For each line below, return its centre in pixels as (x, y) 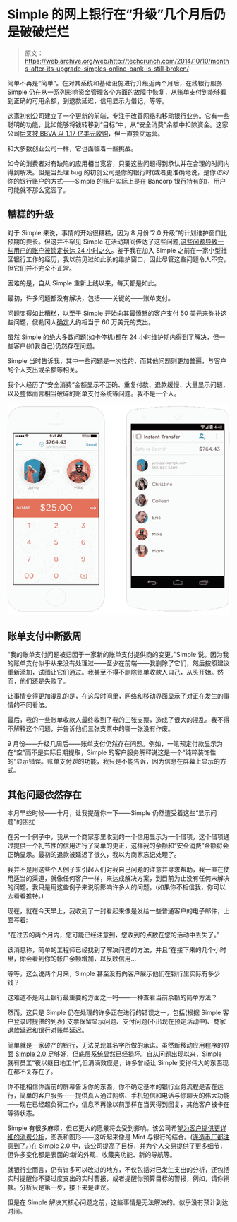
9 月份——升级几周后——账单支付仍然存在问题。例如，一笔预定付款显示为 (115, 744)
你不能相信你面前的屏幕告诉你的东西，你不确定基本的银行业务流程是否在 (112, 1087)
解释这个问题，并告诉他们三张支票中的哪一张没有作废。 (93, 729)
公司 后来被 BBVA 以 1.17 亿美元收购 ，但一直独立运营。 (86, 133)
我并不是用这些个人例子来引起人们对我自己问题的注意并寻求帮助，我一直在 (115, 870)
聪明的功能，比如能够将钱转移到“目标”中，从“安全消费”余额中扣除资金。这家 (118, 124)
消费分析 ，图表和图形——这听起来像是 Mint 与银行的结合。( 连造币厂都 (121, 1137)
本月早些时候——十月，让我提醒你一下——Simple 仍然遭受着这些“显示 (109, 813)
